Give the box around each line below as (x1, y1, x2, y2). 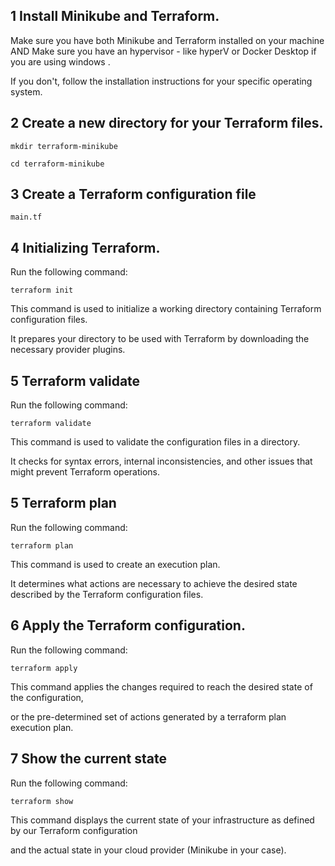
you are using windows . (10, 55, 111, 68)
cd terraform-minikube (10, 159, 105, 169)
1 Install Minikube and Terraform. (10, 8, 220, 25)
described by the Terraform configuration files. (10, 588, 204, 600)
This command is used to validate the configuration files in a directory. (10, 436, 301, 448)
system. (10, 85, 43, 98)
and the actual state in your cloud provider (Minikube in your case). (10, 844, 287, 856)
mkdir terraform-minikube (10, 141, 118, 151)
